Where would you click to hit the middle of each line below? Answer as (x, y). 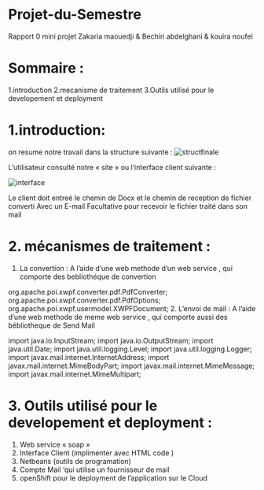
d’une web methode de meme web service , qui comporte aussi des (118, 317)
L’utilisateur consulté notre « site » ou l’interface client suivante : (112, 167)
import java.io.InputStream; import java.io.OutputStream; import (111, 340)
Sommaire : (46, 68)
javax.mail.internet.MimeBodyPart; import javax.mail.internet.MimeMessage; (132, 366)
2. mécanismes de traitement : (109, 247)
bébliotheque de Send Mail (52, 325)
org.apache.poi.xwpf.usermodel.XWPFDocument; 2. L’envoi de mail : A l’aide (132, 308)
